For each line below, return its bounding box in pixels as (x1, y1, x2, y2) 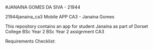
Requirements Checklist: (5, 38, 56, 44)
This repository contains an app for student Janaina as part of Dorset (5, 23, 148, 29)
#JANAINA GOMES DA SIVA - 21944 (5, 4, 81, 10)
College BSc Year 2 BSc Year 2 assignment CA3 (5, 29, 104, 34)
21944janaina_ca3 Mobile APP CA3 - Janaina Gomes (5, 14, 114, 19)
